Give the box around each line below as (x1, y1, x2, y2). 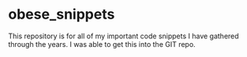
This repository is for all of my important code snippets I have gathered (8, 31, 239, 41)
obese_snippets (8, 5, 115, 23)
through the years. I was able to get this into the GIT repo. (8, 39, 196, 48)
